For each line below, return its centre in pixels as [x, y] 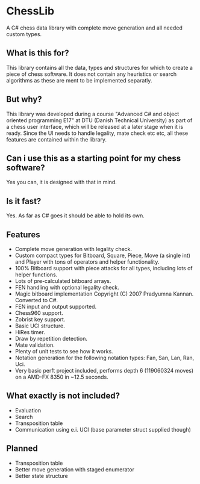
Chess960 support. [39, 313]
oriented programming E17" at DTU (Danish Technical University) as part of [99, 120]
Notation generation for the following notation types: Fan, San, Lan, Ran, [105, 358]
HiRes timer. [30, 332]
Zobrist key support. [40, 319]
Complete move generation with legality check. [73, 249]
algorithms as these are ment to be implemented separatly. [79, 80]
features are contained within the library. [57, 139]
